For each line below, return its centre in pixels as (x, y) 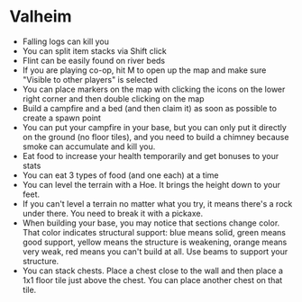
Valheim (41, 17)
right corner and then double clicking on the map (113, 98)
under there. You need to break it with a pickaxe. (113, 213)
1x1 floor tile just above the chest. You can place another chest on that (152, 280)
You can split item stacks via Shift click (94, 50)
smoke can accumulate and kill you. (89, 147)
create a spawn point (62, 118)
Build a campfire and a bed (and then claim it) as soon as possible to (150, 108)
